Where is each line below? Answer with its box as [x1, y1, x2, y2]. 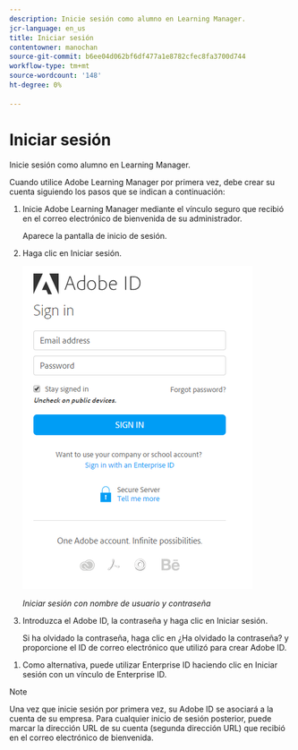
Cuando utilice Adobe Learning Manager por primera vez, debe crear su [9, 176, 276, 187]
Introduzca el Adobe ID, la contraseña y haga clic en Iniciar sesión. [21, 615, 268, 626]
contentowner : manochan [9, 43, 98, 52]
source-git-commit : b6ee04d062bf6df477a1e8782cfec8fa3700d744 [9, 52, 246, 62]
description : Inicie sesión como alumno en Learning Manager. [9, 14, 246, 23]
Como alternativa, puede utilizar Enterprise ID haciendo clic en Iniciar [21, 659, 278, 670]
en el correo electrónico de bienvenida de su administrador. [21, 213, 243, 224]
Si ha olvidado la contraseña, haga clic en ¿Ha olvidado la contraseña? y [21, 632, 289, 643]
